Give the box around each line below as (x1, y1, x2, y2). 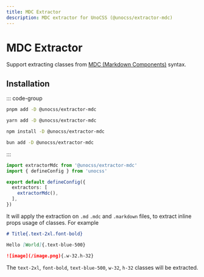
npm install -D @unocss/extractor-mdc (6, 128, 105, 135)
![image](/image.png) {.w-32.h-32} (6, 253, 94, 259)
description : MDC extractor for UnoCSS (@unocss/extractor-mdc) (6, 15, 173, 21)
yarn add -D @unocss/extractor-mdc (6, 117, 97, 124)
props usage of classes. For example (6, 219, 99, 226)
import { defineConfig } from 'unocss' (6, 168, 108, 174)
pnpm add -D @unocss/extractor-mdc (6, 107, 97, 113)
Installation (6, 79, 50, 89)
